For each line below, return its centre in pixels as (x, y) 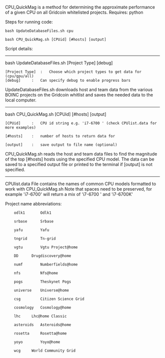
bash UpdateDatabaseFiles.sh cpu (39, 31)
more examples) (21, 128)
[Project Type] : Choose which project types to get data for (73, 72)
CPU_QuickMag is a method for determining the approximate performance (80, 7)
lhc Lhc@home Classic (41, 316)
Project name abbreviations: (34, 204)
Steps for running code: (29, 22)
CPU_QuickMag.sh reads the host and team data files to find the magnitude (81, 154)
